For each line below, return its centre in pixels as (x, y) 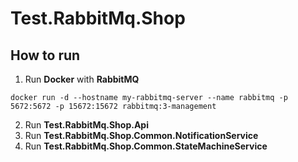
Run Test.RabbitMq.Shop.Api (86, 125)
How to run (45, 55)
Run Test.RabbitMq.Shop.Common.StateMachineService (146, 146)
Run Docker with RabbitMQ (82, 79)
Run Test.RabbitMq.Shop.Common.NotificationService (141, 135)
